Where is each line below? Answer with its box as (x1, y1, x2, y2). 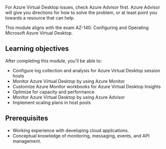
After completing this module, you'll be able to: (5, 58, 102, 64)
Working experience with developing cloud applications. (12, 127, 129, 133)
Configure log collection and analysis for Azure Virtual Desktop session (12, 67, 160, 73)
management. (12, 138, 42, 144)
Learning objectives (5, 45, 69, 53)
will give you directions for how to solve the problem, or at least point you (5, 10, 157, 16)
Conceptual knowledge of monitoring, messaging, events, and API (12, 132, 150, 138)
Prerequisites (5, 114, 48, 122)
